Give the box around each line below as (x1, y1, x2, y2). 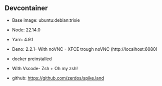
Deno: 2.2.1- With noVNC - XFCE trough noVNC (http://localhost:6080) (11, 46, 158, 52)
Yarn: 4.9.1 (11, 36, 33, 42)
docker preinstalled (11, 56, 52, 62)
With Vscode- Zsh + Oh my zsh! (11, 65, 78, 71)
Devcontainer (4, 4, 48, 12)
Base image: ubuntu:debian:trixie (11, 17, 80, 23)
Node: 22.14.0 (11, 27, 41, 33)
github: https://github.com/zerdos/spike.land (11, 75, 104, 81)
